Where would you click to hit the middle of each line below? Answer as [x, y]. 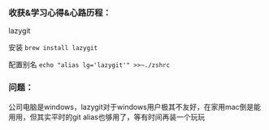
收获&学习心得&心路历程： [60, 12]
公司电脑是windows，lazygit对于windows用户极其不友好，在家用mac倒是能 [135, 107]
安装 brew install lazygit [53, 48]
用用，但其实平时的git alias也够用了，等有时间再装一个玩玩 [107, 117]
